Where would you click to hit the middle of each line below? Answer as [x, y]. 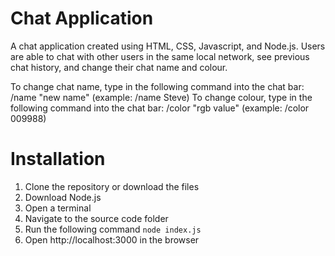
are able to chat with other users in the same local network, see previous [160, 56]
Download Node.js [63, 197]
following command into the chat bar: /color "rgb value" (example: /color [160, 108]
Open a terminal [58, 208]
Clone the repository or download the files [112, 186]
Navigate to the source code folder [96, 218]
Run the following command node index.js [113, 229]
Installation [58, 159]
